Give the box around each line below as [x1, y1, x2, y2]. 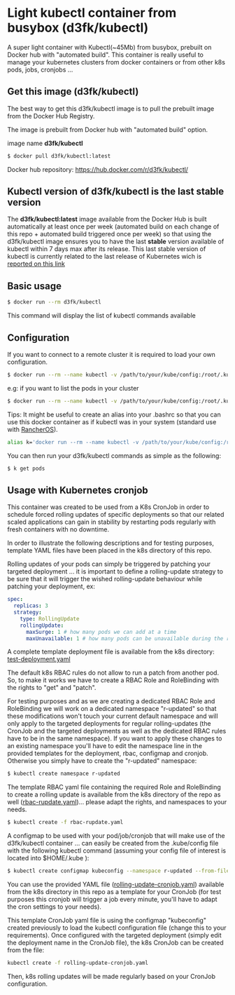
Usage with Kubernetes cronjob [7, 484, 148, 496]
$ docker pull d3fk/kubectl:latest [7, 152, 111, 159]
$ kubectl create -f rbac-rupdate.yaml [7, 819, 124, 826]
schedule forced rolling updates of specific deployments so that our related [7, 510, 225, 519]
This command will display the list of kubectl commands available [7, 311, 196, 320]
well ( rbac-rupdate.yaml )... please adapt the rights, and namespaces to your [7, 798, 227, 806]
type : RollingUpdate [20, 615, 80, 622]
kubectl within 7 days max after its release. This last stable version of [7, 245, 206, 253]
